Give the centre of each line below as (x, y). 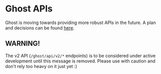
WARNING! (23, 44)
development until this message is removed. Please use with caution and (80, 61)
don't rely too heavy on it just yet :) (41, 66)
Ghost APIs (29, 9)
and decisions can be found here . (40, 27)
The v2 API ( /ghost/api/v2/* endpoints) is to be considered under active (80, 55)
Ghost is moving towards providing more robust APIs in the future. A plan (81, 22)
